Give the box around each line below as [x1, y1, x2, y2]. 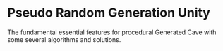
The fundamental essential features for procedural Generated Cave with [7, 28, 217, 36]
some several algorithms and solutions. [7, 35, 121, 43]
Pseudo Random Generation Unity [7, 5, 210, 21]
